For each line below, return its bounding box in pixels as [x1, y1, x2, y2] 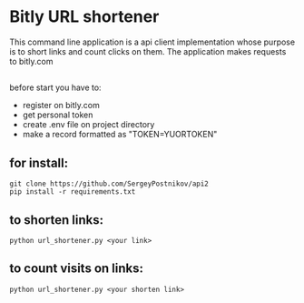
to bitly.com [9, 56, 54, 66]
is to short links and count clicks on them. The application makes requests [9, 45, 287, 56]
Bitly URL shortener [9, 6, 160, 27]
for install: [9, 155, 69, 170]
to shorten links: [9, 212, 104, 227]
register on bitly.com [22, 100, 100, 111]
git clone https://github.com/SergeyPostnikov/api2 [9, 179, 209, 188]
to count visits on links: [9, 261, 143, 277]
